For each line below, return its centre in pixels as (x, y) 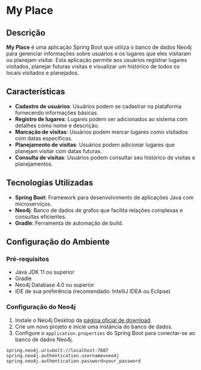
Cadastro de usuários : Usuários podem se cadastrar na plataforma (98, 106)
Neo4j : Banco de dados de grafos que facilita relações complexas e (99, 210)
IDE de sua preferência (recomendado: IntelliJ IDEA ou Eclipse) (93, 291)
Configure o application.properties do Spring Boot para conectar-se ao (105, 333)
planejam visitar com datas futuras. (58, 151)
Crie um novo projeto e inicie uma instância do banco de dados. (94, 327)
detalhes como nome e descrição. (57, 125)
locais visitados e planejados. (43, 73)
